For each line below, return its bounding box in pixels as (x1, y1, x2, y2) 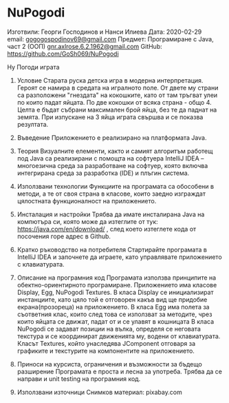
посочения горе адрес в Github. (17, 232, 111, 240)
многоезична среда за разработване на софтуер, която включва (17, 161, 208, 169)
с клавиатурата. (17, 260, 65, 268)
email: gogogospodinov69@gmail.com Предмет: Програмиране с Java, (7, 34, 215, 43)
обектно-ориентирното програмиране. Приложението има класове (17, 280, 217, 289)
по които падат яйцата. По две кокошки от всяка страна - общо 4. (17, 98, 212, 106)
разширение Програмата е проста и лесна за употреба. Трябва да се (17, 367, 222, 375)
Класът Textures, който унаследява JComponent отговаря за (17, 339, 196, 347)
